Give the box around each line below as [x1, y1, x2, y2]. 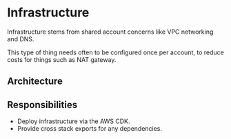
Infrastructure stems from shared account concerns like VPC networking [7, 28, 214, 36]
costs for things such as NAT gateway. [7, 55, 117, 63]
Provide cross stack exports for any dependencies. [17, 125, 163, 133]
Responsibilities [7, 98, 78, 111]
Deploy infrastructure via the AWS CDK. [17, 117, 130, 125]
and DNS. [7, 34, 34, 43]
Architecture [7, 76, 63, 87]
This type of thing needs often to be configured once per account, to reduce [7, 48, 224, 56]
